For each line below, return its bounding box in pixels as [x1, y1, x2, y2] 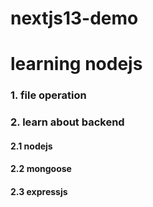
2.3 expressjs [10, 186, 68, 197]
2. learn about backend [10, 115, 125, 129]
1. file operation [10, 88, 87, 102]
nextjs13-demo [10, 7, 139, 30]
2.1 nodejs [10, 140, 53, 152]
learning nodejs [10, 53, 143, 76]
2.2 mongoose [10, 163, 72, 175]
